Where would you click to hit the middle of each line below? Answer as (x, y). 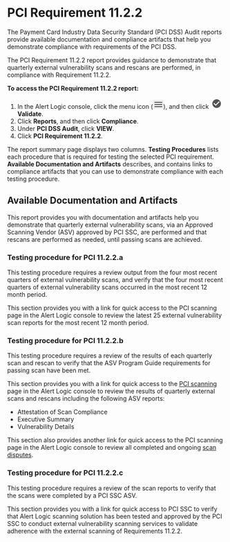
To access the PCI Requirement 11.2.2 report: (73, 88)
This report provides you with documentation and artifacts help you (103, 217)
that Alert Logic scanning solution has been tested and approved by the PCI (115, 516)
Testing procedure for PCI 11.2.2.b (66, 340)
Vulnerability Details (46, 427)
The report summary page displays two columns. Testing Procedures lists (113, 149)
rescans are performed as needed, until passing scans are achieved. (105, 239)
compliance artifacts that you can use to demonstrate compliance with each (115, 171)
